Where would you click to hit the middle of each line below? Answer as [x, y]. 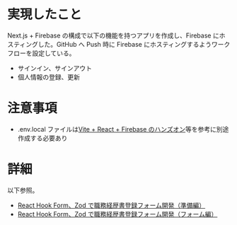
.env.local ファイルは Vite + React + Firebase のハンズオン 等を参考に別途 [123, 129]
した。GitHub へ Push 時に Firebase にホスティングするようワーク [134, 44]
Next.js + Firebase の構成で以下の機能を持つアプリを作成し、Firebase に [113, 35]
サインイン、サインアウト [54, 68]
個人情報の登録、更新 [48, 77]
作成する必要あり [42, 138]
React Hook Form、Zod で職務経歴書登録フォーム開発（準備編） [111, 205]
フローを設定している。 [41, 53]
